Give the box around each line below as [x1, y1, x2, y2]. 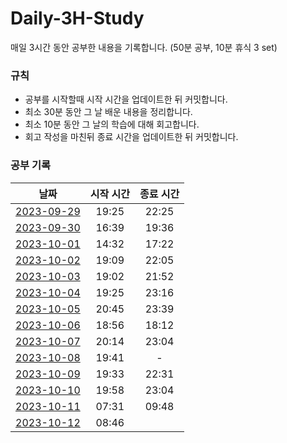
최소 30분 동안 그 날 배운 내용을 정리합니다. [24, 106, 193, 118]
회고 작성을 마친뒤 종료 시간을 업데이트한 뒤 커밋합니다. [24, 131, 239, 143]
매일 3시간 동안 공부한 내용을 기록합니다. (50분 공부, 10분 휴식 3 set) [10, 41, 278, 53]
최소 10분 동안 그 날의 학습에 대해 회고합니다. [24, 118, 200, 131]
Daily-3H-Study [10, 7, 145, 30]
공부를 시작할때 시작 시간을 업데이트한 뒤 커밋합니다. [24, 93, 228, 106]
